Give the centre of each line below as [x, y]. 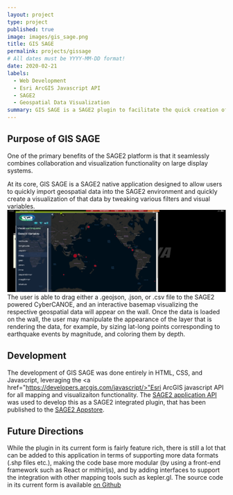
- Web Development [40, 81]
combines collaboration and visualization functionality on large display [107, 163]
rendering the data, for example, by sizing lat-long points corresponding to [114, 326]
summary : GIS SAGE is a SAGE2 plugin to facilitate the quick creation [113, 110]
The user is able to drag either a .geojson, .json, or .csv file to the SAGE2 [111, 297]
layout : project [31, 15]
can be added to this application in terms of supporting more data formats [113, 455]
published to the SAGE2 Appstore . [56, 409]
